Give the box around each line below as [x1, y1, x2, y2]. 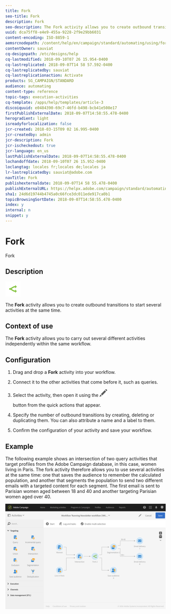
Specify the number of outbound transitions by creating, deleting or [12, 412, 154, 418]
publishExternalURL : [5, 186, 49, 191]
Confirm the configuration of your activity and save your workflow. [12, 427, 153, 434]
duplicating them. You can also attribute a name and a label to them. [12, 417, 156, 423]
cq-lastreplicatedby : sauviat [5, 67, 70, 73]
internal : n [5, 207, 31, 213]
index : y [5, 202, 24, 207]
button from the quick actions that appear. [12, 402, 101, 408]
